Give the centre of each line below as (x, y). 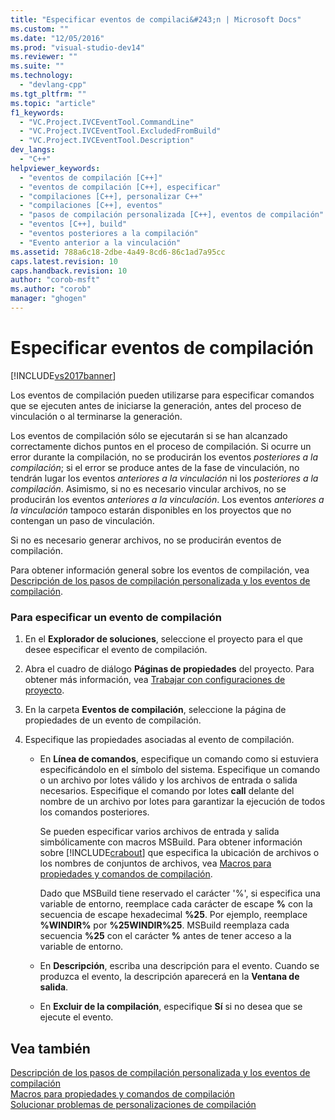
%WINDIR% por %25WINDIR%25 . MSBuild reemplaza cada (164, 925)
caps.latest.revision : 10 (64, 261)
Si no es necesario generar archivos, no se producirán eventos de (146, 540)
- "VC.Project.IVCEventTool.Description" (107, 141)
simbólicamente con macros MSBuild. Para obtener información (171, 842)
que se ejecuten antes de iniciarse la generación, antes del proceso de (156, 405)
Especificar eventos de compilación (162, 348)
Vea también (50, 1048)
